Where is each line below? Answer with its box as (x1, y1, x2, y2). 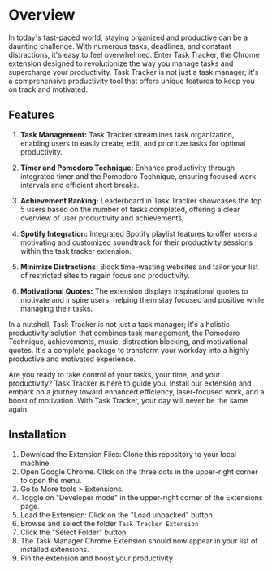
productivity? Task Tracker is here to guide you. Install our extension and (8, 378, 252, 388)
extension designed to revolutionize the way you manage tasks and (8, 59, 234, 68)
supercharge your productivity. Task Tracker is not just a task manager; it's (8, 67, 259, 76)
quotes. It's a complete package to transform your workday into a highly (8, 345, 250, 355)
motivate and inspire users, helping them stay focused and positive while (19, 294, 265, 304)
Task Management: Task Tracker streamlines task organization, (19, 129, 235, 139)
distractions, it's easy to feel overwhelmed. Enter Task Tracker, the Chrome (8, 50, 260, 59)
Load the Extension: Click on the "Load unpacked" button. (19, 510, 215, 520)
